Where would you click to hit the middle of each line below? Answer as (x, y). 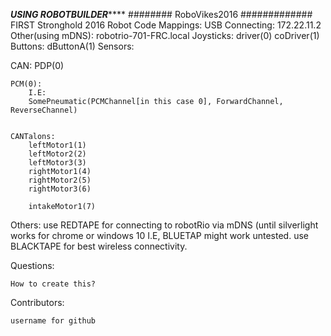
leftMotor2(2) (57, 154)
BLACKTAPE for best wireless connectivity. (99, 246)
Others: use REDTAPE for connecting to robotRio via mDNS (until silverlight (164, 225)
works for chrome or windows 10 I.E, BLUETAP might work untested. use (159, 235)
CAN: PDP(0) (37, 65)
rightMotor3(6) (60, 189)
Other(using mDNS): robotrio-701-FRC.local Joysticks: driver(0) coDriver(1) (165, 35)
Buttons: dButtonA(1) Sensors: (72, 46)
